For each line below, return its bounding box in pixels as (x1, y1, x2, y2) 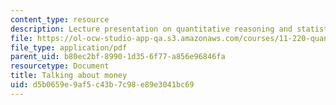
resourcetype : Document (10, 61, 110, 71)
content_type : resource (10, 14, 110, 25)
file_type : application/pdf (10, 42, 128, 53)
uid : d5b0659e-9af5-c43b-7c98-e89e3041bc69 (10, 80, 195, 90)
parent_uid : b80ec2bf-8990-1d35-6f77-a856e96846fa (10, 52, 226, 62)
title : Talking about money (10, 71, 128, 81)
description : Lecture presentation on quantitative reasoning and (10, 24, 293, 34)
